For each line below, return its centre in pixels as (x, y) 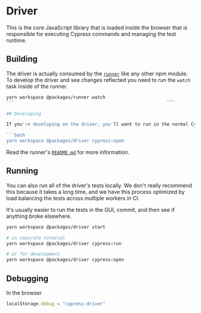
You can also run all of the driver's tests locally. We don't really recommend (99, 185)
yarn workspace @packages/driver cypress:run (64, 244)
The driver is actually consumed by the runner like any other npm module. (97, 74)
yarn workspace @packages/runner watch (56, 97)
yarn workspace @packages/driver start (56, 227)
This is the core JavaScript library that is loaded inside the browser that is (97, 28)
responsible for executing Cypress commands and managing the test (91, 34)
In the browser (24, 293)
